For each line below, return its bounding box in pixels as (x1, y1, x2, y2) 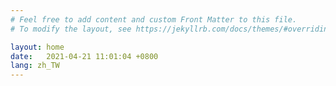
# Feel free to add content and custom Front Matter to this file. (10, 14, 298, 25)
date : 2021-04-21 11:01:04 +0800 (10, 51, 159, 61)
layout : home (10, 42, 65, 52)
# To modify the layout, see (10, 24, 132, 34)
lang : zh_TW (10, 61, 60, 71)
